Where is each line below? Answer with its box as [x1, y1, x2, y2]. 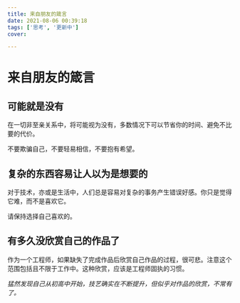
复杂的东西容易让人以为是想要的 [7, 167, 148, 179]
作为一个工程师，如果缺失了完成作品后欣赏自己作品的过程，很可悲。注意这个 [7, 255, 232, 264]
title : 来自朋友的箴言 [7, 10, 68, 18]
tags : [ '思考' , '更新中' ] [7, 24, 79, 31]
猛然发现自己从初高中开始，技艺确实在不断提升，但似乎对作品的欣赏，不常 [7, 279, 226, 288]
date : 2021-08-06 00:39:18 [7, 17, 88, 24]
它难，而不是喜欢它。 [7, 197, 70, 206]
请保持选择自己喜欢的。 [7, 212, 76, 221]
